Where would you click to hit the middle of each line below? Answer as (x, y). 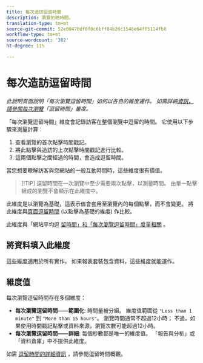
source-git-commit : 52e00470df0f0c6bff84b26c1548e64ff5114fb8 (86, 29)
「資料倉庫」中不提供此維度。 (52, 341)
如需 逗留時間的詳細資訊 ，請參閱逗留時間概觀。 (66, 354)
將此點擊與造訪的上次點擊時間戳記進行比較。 (71, 150)
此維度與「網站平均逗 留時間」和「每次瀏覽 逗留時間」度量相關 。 (87, 224)
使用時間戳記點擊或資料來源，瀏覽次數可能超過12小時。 (90, 326)
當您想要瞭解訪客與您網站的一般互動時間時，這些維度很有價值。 (86, 170)
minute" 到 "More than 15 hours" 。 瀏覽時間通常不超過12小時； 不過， (103, 318)
